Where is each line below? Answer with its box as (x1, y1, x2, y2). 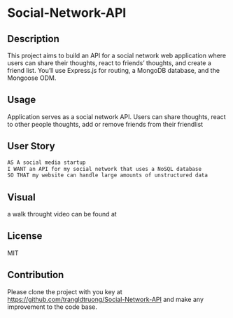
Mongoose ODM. (7, 74, 57, 82)
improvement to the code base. (7, 303, 98, 311)
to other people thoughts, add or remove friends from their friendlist (7, 120, 204, 128)
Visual (7, 191, 36, 203)
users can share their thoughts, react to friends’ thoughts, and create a (7, 59, 212, 67)
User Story (7, 140, 55, 152)
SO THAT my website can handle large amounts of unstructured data (7, 172, 209, 179)
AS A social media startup (7, 159, 86, 166)
